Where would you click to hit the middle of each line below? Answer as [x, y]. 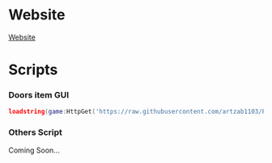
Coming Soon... [34, 150]
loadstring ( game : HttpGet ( [52, 112]
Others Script [36, 132]
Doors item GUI [39, 95]
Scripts [33, 70]
